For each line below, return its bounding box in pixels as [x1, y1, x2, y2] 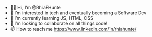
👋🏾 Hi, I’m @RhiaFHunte [10, 5, 61, 10]
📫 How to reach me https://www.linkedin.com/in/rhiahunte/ [10, 26, 137, 32]
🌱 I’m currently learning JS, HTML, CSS [10, 15, 93, 21]
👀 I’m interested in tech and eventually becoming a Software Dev [10, 10, 147, 16]
